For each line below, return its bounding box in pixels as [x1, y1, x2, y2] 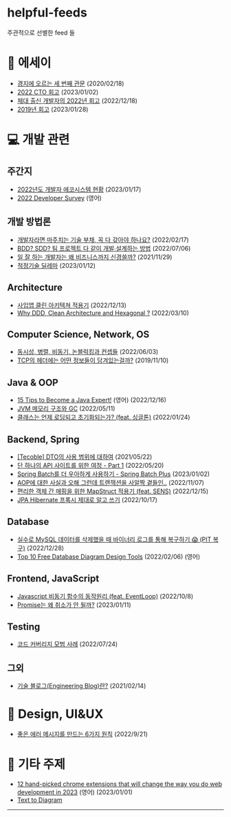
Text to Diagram [16, 796, 63, 804]
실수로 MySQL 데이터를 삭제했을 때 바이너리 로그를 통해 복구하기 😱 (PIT [16, 535, 212, 544]
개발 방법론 [7, 216, 52, 228]
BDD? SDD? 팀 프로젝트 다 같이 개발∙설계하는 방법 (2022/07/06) [16, 244, 191, 252]
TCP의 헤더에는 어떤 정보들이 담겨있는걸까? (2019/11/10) [16, 356, 169, 364]
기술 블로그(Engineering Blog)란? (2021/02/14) [16, 682, 146, 690]
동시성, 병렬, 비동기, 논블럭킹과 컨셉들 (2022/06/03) [16, 348, 159, 356]
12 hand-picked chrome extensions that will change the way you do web [16, 780, 222, 788]
